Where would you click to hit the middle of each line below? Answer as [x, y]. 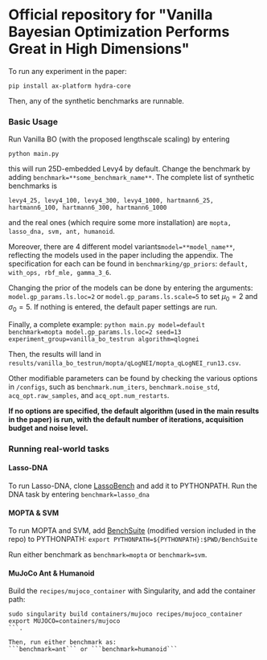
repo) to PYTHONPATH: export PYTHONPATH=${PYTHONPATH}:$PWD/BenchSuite [133, 539]
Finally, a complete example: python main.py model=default [107, 324]
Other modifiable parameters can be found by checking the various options [133, 378]
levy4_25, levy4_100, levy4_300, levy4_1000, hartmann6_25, [111, 201]
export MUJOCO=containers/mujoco [64, 621]
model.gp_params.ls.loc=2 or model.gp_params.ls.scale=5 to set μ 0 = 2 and [133, 297]
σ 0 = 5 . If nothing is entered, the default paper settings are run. [113, 308]
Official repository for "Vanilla [111, 15]
